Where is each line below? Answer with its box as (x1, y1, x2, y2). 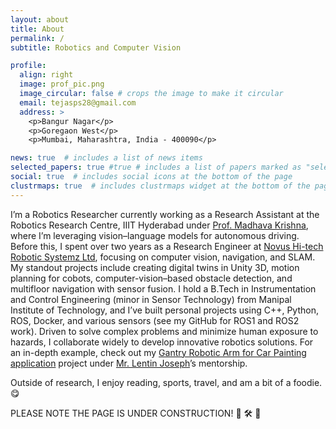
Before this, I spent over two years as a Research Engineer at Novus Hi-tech (10, 240, 324, 252)
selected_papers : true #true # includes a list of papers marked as (10, 162, 302, 173)
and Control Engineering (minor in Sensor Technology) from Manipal (10, 293, 292, 305)
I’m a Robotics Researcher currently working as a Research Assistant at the (10, 208, 320, 220)
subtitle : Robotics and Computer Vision (10, 42, 182, 53)
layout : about (10, 14, 70, 25)
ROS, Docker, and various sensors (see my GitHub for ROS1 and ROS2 (10, 314, 300, 326)
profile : (10, 61, 47, 71)
